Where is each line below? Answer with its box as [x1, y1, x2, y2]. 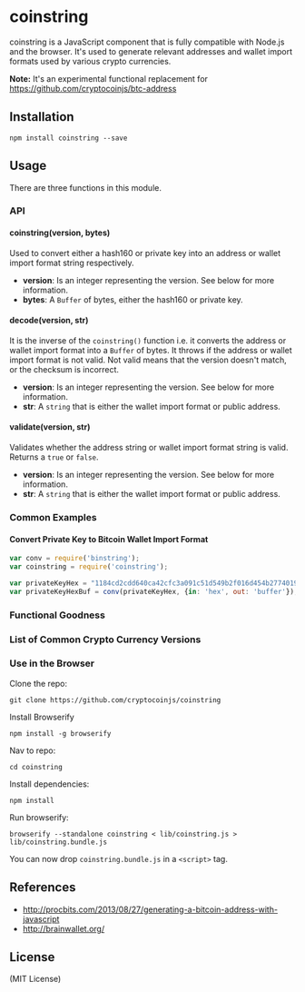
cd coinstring [9, 762, 64, 771]
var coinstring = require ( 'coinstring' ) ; [9, 562, 169, 571]
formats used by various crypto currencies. [9, 55, 172, 66]
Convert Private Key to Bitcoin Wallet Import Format [9, 533, 209, 544]
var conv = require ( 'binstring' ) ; [9, 554, 141, 563]
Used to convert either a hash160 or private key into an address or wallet [9, 247, 281, 258]
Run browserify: [9, 811, 70, 823]
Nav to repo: [9, 745, 56, 756]
